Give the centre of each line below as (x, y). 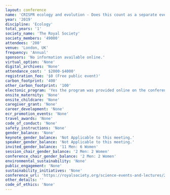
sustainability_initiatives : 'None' (44, 171)
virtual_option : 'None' (30, 62)
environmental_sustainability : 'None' (46, 161)
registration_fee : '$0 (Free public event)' (53, 76)
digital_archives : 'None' (32, 67)
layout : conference (26, 10)
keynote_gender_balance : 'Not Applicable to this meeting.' (70, 138)
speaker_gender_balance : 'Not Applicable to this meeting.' (70, 142)
